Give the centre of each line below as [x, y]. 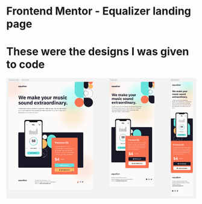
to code [26, 64]
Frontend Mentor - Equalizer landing [99, 11]
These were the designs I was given [98, 52]
